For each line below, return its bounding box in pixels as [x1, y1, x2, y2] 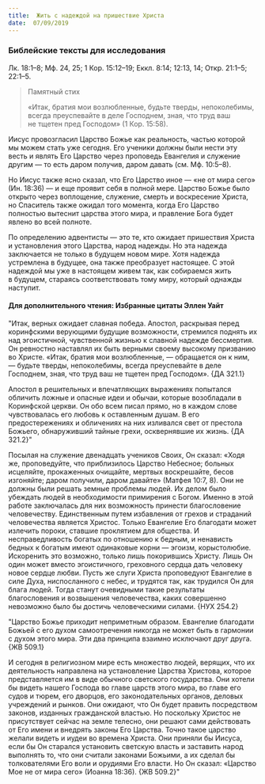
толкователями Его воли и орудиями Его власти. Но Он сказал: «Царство [8, 759, 257, 768]
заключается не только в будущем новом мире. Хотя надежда [8, 249, 220, 258]
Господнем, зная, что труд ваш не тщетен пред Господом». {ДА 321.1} [8, 369, 245, 379]
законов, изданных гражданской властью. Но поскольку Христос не [8, 708, 241, 717]
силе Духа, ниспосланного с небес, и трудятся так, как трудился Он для [8, 577, 255, 586]
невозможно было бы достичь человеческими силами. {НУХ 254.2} [8, 602, 239, 611]
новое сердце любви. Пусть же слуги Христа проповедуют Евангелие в [8, 568, 252, 577]
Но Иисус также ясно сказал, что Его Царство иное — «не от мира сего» [8, 175, 256, 185]
